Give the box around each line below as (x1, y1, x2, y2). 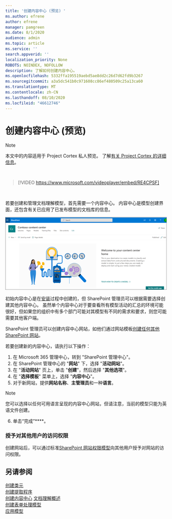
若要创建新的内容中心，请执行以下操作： (5, 343, 91, 349)
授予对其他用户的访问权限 (5, 432, 69, 439)
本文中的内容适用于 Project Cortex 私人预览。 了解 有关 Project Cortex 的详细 (5, 153, 166, 159)
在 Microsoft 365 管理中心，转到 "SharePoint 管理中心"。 (12, 354, 133, 360)
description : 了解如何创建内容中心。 (5, 68, 77, 73)
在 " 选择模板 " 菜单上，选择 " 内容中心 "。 (12, 373, 97, 379)
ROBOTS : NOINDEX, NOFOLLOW (5, 62, 63, 68)
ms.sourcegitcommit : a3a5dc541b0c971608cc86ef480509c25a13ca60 (5, 79, 143, 84)
